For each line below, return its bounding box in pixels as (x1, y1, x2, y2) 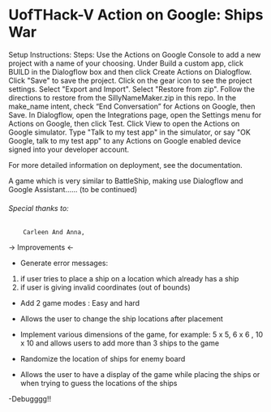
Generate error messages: (19, 258, 109, 268)
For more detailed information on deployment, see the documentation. (8, 160, 243, 170)
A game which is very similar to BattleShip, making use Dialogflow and (8, 176, 243, 186)
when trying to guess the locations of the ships (19, 379, 178, 388)
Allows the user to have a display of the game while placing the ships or (19, 370, 260, 380)
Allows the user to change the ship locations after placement (19, 314, 223, 324)
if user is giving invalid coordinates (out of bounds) (19, 282, 191, 293)
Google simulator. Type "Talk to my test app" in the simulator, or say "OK (8, 127, 252, 137)
